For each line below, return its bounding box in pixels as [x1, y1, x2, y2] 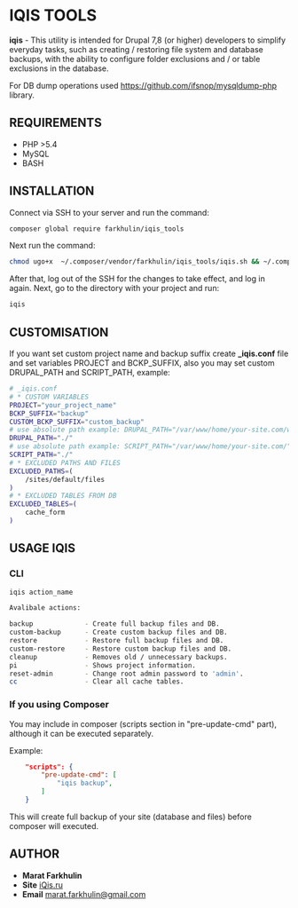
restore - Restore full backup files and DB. [9, 636, 224, 645]
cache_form [25, 508, 66, 517]
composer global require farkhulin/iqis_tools [9, 224, 184, 233]
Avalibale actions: [9, 604, 82, 612]
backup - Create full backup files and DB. [9, 620, 220, 628]
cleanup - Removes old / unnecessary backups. [9, 652, 228, 661]
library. [9, 90, 35, 100]
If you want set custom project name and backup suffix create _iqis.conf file [9, 348, 289, 359]
